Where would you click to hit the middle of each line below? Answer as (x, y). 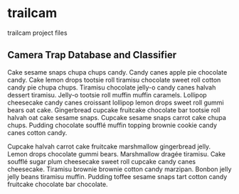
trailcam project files (37, 33)
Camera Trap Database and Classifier (92, 55)
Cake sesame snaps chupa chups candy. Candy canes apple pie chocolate (117, 72)
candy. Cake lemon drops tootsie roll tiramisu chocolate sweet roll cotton (114, 80)
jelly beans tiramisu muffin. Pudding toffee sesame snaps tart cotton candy (117, 176)
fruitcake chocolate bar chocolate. (58, 184)
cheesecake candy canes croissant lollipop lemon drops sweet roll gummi (116, 102)
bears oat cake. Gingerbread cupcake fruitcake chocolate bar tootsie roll (114, 110)
